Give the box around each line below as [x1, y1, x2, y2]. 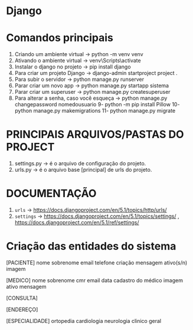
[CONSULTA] [6, 294, 38, 302]
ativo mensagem [6, 283, 47, 290]
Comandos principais [6, 31, 113, 45]
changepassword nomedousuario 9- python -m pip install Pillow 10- [14, 101, 180, 108]
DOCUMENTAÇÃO [6, 187, 97, 200]
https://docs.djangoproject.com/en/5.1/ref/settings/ [14, 219, 140, 226]
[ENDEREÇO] [6, 306, 38, 313]
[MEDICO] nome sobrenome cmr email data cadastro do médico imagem [6, 276, 183, 284]
